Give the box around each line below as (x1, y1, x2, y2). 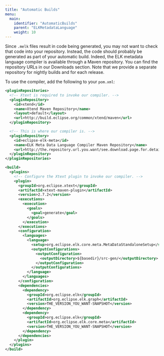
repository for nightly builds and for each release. (5, 69, 105, 75)
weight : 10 (14, 30, 36, 35)
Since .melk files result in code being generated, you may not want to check (5, 44, 158, 49)
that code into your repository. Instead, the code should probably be (5, 48, 143, 54)
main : (9, 16, 21, 21)
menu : (5, 12, 16, 17)
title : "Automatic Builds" (5, 7, 60, 12)
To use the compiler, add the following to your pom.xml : (5, 79, 115, 85)
